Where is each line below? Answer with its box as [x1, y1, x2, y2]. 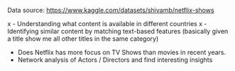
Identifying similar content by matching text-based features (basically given [7, 27, 229, 35]
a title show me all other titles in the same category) [7, 34, 159, 43]
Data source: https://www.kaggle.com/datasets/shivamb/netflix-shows [7, 6, 214, 14]
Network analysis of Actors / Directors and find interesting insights [17, 56, 213, 64]
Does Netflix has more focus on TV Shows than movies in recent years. [17, 49, 226, 56]
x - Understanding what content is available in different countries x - [7, 20, 207, 27]
